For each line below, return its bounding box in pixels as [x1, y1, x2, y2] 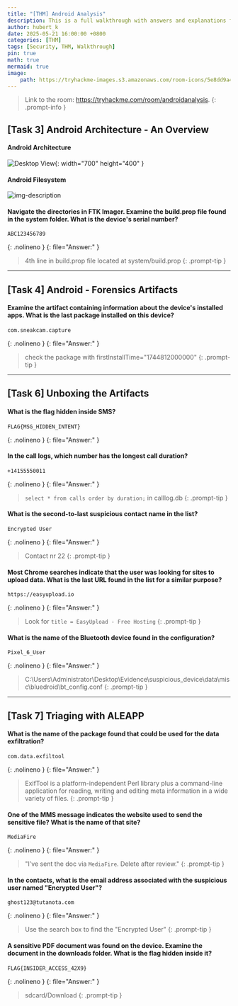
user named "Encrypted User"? [7, 883, 103, 892]
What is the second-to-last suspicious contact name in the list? [7, 510, 198, 518]
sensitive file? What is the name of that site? [7, 818, 141, 826]
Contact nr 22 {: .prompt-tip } [24, 551, 111, 560]
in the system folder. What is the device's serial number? [7, 215, 178, 223]
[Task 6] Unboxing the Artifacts [7, 387, 149, 400]
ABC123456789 [7, 231, 46, 238]
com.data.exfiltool [7, 753, 65, 760]
